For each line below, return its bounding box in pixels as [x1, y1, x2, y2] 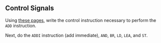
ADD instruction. [5, 22, 36, 28]
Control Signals [5, 4, 54, 12]
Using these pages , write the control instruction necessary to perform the [5, 17, 157, 23]
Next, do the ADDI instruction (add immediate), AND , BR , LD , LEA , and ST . [5, 32, 148, 38]
